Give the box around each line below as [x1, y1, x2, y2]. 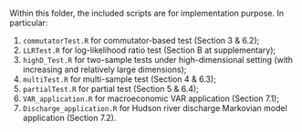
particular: [9, 17, 48, 28]
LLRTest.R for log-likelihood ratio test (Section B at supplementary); [22, 45, 276, 56]
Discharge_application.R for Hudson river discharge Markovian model [22, 103, 287, 113]
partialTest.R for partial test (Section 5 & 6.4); [22, 84, 199, 94]
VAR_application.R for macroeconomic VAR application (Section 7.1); [22, 93, 280, 104]
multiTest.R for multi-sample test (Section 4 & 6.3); [22, 74, 217, 85]
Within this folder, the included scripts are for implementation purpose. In [9, 8, 285, 18]
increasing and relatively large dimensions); [22, 64, 187, 75]
